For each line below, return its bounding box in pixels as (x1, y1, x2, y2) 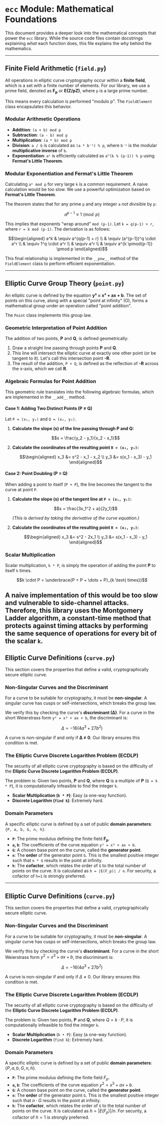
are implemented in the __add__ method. (5, 394, 86, 400)
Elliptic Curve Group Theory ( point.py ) (5, 280, 124, 288)
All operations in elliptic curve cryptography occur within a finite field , (5, 77, 146, 83)
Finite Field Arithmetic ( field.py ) (5, 65, 106, 73)
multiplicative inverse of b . (12, 148, 67, 153)
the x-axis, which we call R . (12, 366, 67, 371)
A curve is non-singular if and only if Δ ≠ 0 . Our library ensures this (5, 974, 140, 979)
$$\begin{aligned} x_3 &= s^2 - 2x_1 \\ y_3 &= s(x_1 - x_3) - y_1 (23, 534, 148, 540)
